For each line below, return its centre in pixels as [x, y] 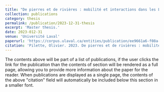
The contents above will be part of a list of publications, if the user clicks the [82, 59]
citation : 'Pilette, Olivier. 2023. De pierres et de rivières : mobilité [83, 46]
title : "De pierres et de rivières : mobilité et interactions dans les [81, 9]
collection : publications [31, 14]
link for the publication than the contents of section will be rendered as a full [82, 64]
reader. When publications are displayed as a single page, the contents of [79, 75]
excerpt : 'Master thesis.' [32, 28]
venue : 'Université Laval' [32, 37]
